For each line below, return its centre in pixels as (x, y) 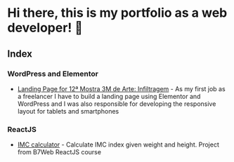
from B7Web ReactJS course (59, 152)
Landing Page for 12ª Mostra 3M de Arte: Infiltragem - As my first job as (122, 88)
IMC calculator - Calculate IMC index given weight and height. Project (118, 144)
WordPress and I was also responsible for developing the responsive (117, 104)
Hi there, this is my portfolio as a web (117, 13)
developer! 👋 (45, 28)
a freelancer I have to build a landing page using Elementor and (109, 96)
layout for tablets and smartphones (68, 111)
